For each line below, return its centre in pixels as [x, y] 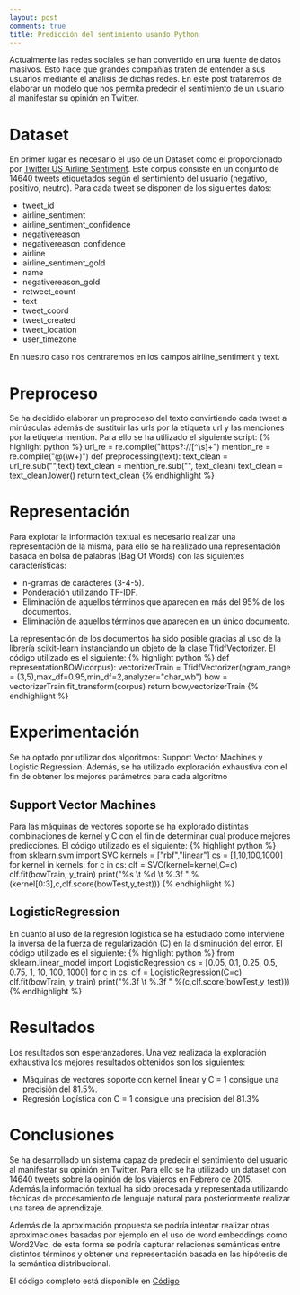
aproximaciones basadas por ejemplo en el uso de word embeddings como [148, 1235]
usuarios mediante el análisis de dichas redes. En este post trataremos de [146, 79]
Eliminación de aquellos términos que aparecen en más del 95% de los [153, 602]
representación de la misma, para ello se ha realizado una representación [145, 546]
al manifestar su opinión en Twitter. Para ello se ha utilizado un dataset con [148, 1169]
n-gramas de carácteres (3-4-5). [83, 583]
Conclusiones [62, 1134]
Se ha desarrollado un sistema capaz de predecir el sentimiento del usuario [149, 1160]
